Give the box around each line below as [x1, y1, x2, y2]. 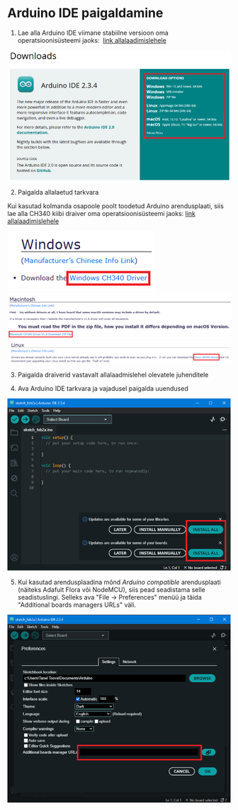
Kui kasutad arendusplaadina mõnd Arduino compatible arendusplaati [17, 578, 221, 586]
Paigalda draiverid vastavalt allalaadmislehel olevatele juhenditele [17, 370, 209, 379]
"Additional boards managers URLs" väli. [17, 600, 137, 609]
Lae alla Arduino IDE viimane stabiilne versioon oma [17, 28, 169, 37]
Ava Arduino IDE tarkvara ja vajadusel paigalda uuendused [17, 384, 189, 392]
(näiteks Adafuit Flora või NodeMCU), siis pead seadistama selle [17, 585, 205, 594]
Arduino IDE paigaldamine [7, 5, 164, 21]
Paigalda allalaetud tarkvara [17, 188, 99, 197]
